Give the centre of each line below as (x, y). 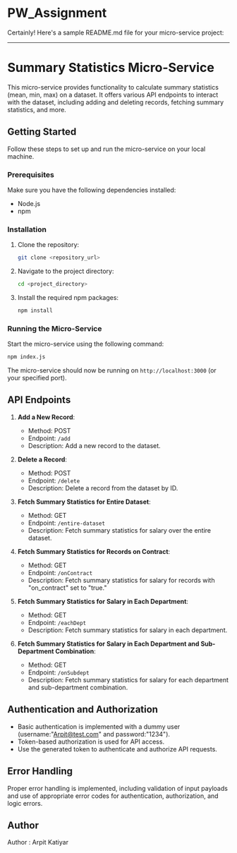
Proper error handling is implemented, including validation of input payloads (117, 788)
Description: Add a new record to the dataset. (94, 445)
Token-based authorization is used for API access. (91, 742)
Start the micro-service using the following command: (86, 344)
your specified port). (37, 378)
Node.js (29, 203)
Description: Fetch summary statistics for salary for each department (128, 679)
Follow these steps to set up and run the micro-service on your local (107, 149)
